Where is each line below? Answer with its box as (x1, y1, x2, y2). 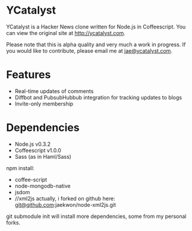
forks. (6, 219, 21, 226)
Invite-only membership (14, 100, 74, 107)
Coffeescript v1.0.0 (14, 146, 61, 154)
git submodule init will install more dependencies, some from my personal (6, 213, 187, 220)
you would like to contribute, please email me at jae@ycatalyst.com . (6, 47, 172, 54)
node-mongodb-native (14, 182, 71, 190)
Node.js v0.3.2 (14, 140, 51, 147)
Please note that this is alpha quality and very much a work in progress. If (6, 41, 186, 48)
